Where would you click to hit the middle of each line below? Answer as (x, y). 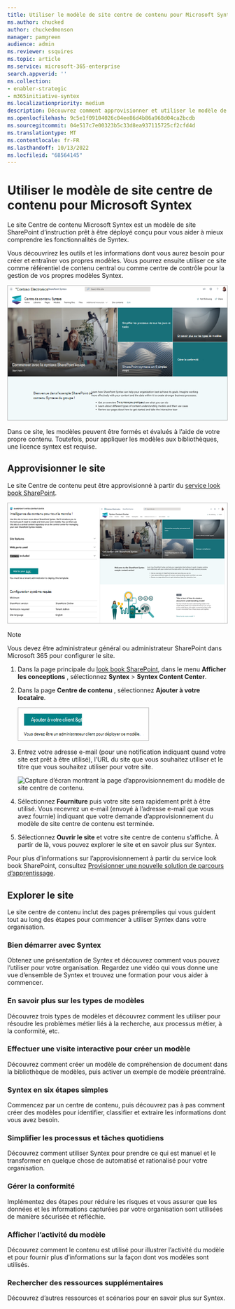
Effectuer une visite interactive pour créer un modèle (99, 1049)
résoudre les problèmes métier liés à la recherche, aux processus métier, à (115, 1023)
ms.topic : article (34, 59)
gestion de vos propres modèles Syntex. (65, 276)
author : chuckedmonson (40, 29)
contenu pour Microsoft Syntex (100, 205)
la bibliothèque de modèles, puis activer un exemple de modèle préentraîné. (116, 1072)
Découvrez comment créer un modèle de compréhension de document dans (117, 1064)
